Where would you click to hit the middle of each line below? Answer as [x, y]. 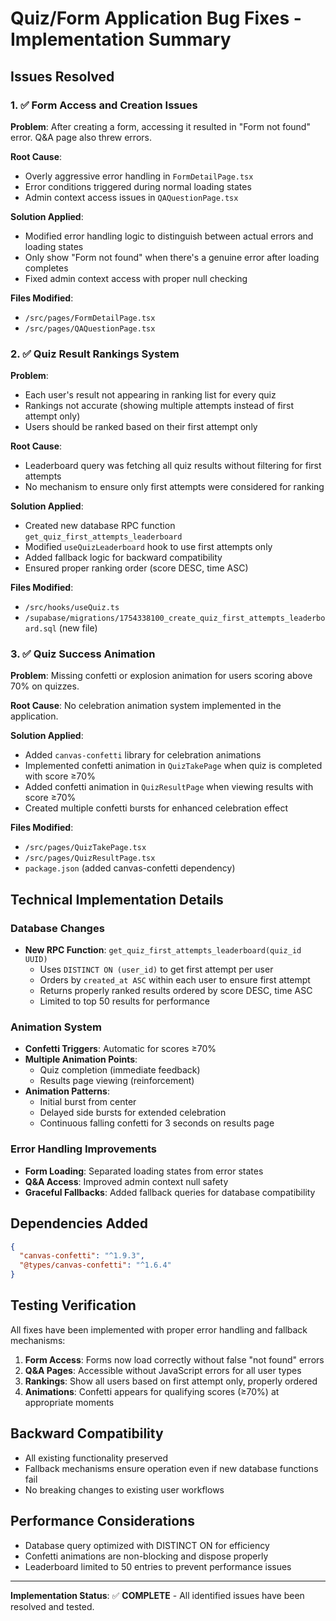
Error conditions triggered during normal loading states [138, 186]
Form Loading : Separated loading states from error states [144, 1171]
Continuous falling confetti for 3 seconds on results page [157, 1123]
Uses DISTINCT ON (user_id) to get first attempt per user [156, 969]
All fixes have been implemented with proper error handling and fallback [159, 1329]
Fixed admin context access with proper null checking [136, 278]
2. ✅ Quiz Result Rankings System [95, 354]
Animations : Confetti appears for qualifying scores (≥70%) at [152, 1391]
